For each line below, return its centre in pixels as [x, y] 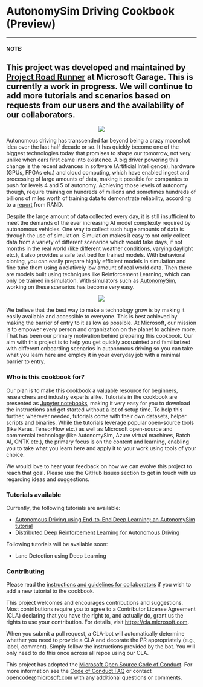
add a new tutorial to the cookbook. [50, 591]
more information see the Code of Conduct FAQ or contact [79, 671]
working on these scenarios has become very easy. [70, 287]
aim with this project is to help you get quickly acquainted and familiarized [98, 342]
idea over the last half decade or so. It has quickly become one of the [93, 147]
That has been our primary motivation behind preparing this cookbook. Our [100, 336]
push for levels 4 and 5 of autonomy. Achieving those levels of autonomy [97, 185]
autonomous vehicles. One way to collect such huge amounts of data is [95, 229]
